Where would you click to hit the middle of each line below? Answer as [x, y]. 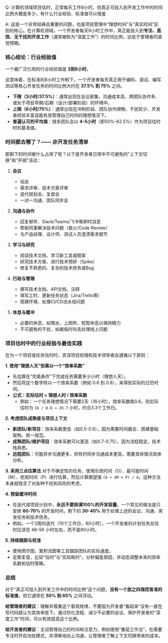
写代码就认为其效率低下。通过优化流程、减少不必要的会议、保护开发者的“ [81, 612]
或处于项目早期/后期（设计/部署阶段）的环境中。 [62, 103]
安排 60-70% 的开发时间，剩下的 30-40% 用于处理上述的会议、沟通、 [85, 511]
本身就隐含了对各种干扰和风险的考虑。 [44, 483]
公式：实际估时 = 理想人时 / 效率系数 [50, 395]
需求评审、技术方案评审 [44, 188]
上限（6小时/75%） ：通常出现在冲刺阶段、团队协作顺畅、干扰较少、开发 [86, 109]
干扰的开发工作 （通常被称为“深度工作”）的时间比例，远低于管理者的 [88, 37]
